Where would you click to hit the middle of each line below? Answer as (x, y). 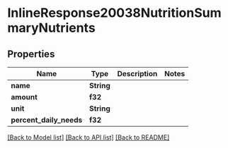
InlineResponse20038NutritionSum (114, 13)
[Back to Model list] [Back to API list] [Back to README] (89, 137)
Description (137, 74)
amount (24, 97)
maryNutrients (51, 28)
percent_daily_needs (47, 120)
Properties (31, 54)
